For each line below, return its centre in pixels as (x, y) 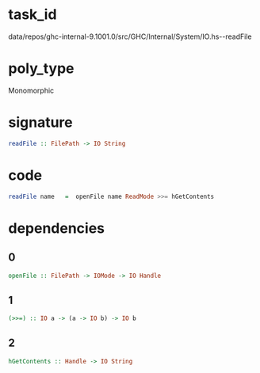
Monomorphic (31, 90)
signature (40, 122)
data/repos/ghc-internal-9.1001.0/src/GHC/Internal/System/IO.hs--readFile (130, 36)
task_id (32, 15)
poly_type (41, 69)
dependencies (57, 228)
